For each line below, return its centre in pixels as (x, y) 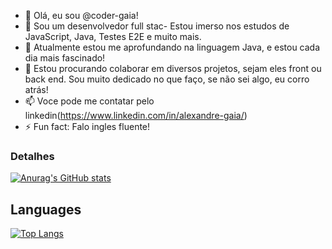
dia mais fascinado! (65, 58)
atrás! (36, 89)
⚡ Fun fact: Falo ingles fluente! (87, 126)
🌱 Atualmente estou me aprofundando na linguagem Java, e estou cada (172, 47)
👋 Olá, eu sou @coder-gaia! (81, 15)
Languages (46, 209)
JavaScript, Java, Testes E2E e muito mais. (113, 36)
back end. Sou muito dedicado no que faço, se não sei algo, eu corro (167, 79)
